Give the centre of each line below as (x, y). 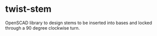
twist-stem (28, 9)
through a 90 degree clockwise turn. (42, 28)
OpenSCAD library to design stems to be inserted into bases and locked (79, 23)
